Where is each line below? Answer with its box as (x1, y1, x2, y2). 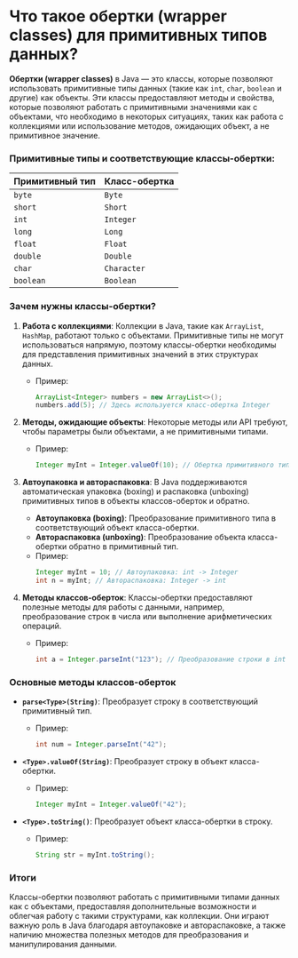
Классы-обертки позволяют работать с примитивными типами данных (9, 891, 280, 902)
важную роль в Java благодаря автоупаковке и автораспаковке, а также (9, 920, 286, 930)
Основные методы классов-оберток (9, 675, 176, 688)
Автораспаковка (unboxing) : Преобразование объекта (35, 531, 247, 543)
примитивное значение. (9, 130, 100, 140)
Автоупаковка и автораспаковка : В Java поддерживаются (21, 477, 247, 488)
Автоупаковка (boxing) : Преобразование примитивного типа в (35, 513, 277, 523)
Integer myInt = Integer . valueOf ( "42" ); (35, 800, 187, 809)
